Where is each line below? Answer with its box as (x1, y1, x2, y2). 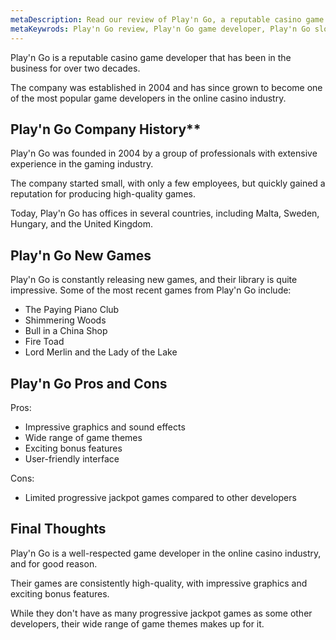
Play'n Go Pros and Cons (10, 375, 168, 392)
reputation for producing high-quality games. (10, 188, 196, 200)
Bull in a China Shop (24, 325, 108, 337)
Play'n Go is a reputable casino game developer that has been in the (10, 51, 292, 63)
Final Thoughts (10, 521, 107, 538)
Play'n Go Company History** (10, 121, 202, 138)
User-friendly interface (24, 452, 120, 465)
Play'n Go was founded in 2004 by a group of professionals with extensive (10, 147, 318, 160)
